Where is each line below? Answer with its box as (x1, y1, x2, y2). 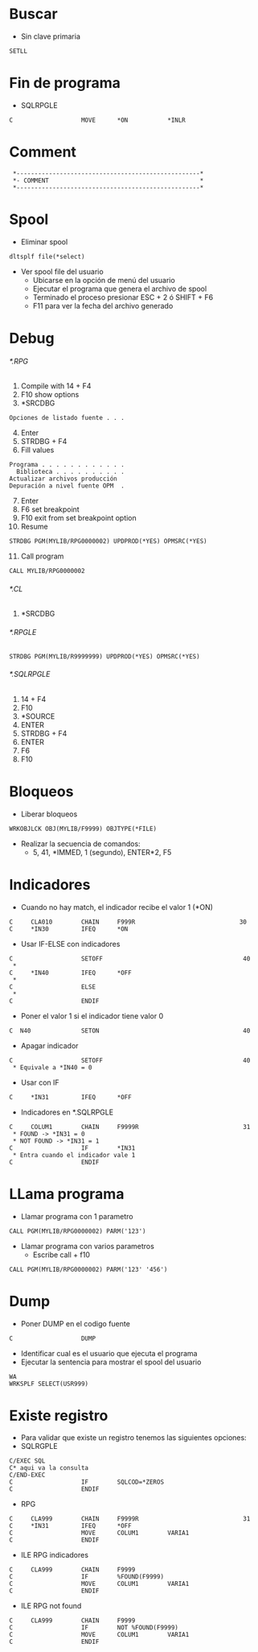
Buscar (9, 5, 59, 23)
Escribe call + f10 (32, 1250, 91, 1260)
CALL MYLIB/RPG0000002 (9, 567, 85, 575)
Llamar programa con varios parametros (20, 1241, 155, 1251)
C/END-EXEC (9, 1471, 46, 1480)
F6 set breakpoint (20, 504, 80, 514)
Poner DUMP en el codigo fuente (20, 1318, 131, 1328)
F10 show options (20, 390, 80, 400)
